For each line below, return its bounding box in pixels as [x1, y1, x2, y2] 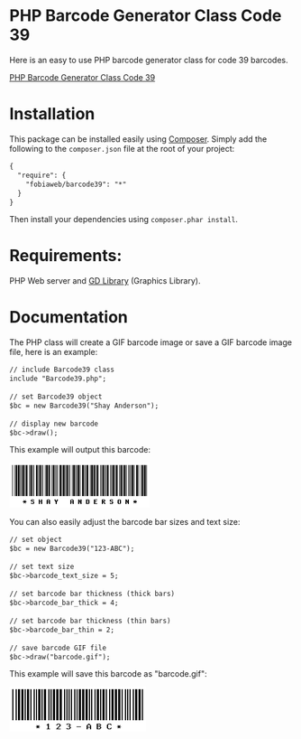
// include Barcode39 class [9, 365, 115, 374]
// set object [9, 535, 63, 544]
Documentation [9, 307, 129, 327]
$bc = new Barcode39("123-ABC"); [9, 544, 135, 553]
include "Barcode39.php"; [9, 374, 106, 383]
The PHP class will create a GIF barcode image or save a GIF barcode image [9, 336, 293, 348]
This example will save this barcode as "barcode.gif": [9, 668, 207, 678]
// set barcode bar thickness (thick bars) [9, 589, 176, 598]
